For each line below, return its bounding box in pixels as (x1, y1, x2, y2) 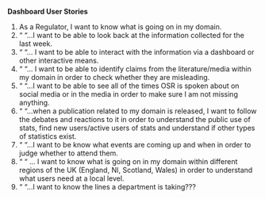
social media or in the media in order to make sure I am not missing (18, 90, 239, 98)
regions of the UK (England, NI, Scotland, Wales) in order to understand (18, 166, 253, 174)
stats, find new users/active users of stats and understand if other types (18, 123, 255, 132)
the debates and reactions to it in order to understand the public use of (18, 115, 251, 124)
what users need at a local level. (18, 174, 125, 183)
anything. (18, 98, 50, 107)
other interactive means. (18, 55, 99, 65)
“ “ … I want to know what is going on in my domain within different (18, 157, 238, 166)
